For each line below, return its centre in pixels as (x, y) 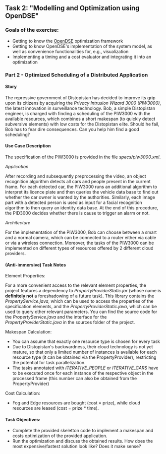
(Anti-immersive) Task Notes (35, 264)
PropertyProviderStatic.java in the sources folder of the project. (70, 323)
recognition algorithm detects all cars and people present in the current (78, 182)
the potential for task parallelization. (49, 363)
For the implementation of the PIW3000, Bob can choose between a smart (81, 232)
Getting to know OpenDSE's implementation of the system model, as (82, 46)
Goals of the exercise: (32, 30)
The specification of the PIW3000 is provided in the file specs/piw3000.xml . (83, 157)
